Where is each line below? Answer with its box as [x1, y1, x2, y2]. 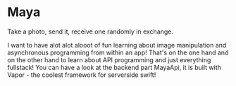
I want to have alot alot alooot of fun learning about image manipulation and [7, 41, 227, 49]
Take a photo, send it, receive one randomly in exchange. [7, 27, 174, 36]
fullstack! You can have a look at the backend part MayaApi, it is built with [7, 63, 222, 71]
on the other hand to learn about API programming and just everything [7, 55, 211, 64]
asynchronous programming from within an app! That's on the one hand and [7, 48, 229, 57]
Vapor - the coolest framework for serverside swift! [7, 71, 156, 79]
